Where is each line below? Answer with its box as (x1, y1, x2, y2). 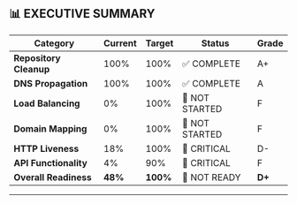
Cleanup (13, 63, 50, 75)
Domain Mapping (13, 122, 88, 134)
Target (145, 37, 174, 49)
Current (103, 37, 137, 49)
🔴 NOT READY (182, 170, 241, 183)
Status (201, 37, 230, 49)
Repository (13, 51, 61, 64)
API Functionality (13, 156, 88, 169)
